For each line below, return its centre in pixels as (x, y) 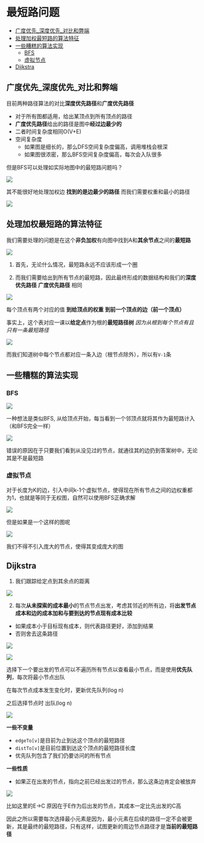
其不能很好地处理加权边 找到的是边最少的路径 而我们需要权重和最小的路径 (98, 191)
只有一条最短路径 (28, 330)
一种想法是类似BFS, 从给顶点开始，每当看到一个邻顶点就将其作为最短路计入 (101, 419)
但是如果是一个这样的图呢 (38, 522)
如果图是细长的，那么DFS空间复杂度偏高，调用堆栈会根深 (96, 146)
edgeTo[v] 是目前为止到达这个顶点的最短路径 (70, 741)
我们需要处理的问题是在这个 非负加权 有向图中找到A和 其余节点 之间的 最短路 (99, 240)
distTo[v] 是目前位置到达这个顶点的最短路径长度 (75, 748)
